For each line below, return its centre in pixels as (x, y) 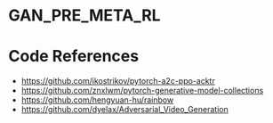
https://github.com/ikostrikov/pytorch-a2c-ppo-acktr (118, 81)
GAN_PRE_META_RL (84, 16)
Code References (74, 57)
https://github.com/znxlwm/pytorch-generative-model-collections (142, 91)
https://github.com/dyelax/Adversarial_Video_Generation (124, 110)
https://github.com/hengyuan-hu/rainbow (97, 100)
